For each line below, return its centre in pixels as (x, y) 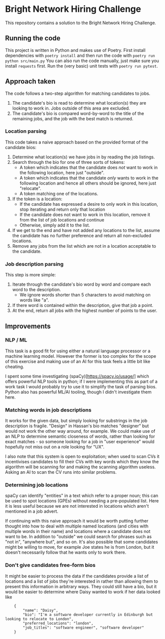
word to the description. (36, 290)
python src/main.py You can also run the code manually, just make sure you (82, 61)
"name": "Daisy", (40, 610)
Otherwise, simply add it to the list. (55, 225)
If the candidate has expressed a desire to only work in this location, (89, 204)
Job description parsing (34, 264)
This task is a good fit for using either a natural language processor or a (78, 351)
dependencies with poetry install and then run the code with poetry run (80, 55)
